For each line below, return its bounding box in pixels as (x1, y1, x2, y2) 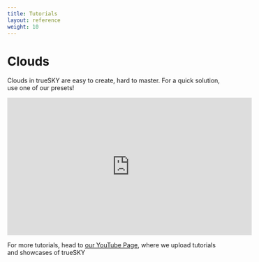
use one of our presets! (7, 84, 75, 92)
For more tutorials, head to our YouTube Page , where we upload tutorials (7, 241, 216, 249)
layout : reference (7, 17, 61, 24)
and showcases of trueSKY (7, 249, 86, 257)
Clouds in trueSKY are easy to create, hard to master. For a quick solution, (7, 76, 220, 85)
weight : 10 (7, 23, 39, 30)
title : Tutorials (7, 10, 58, 17)
